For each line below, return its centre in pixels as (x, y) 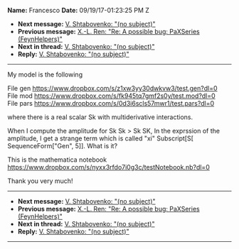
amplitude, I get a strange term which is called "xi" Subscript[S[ (101, 138)
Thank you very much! (40, 181)
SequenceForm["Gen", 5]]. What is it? (63, 146)
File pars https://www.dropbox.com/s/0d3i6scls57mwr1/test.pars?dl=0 (111, 103)
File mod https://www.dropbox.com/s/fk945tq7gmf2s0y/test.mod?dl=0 (111, 96)
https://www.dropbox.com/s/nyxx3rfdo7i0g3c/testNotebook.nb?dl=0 (108, 167)
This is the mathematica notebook (57, 160)
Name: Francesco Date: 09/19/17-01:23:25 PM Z (78, 10)
